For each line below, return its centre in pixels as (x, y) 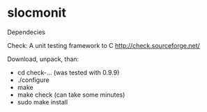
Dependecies (26, 32)
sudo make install (43, 102)
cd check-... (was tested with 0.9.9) (68, 72)
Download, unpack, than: (43, 59)
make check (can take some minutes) (71, 95)
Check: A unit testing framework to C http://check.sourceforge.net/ (103, 45)
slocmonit (37, 13)
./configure (33, 80)
